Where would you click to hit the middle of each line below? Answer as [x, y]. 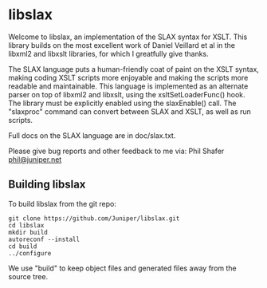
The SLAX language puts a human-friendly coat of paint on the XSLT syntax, [133, 69]
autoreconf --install [44, 239]
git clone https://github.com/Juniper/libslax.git [94, 218]
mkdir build [28, 232]
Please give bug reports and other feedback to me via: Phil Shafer [116, 151]
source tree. [28, 276]
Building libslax [47, 185]
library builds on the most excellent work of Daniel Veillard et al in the [122, 45]
